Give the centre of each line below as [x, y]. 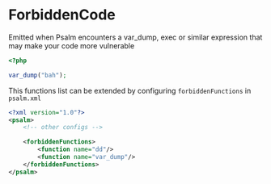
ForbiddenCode [62, 15]
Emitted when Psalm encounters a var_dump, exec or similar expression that [135, 37]
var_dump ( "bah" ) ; [38, 75]
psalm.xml [25, 98]
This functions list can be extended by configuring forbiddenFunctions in [130, 90]
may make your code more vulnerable [72, 45]
